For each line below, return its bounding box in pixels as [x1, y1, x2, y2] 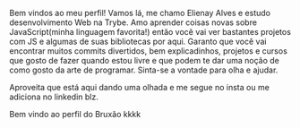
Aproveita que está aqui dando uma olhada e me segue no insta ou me [9, 82, 270, 92]
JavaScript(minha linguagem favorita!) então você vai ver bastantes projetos [9, 27, 291, 37]
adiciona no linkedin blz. [9, 91, 99, 102]
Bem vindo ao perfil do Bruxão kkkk [9, 109, 141, 119]
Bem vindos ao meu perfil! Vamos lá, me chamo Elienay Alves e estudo [9, 8, 271, 18]
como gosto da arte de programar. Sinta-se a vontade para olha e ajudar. [9, 64, 279, 75]
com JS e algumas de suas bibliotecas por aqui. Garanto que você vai [9, 36, 267, 47]
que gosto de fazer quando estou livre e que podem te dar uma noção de [9, 55, 279, 65]
